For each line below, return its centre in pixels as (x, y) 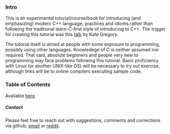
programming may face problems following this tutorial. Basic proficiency (82, 61)
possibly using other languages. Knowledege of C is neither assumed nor (82, 50)
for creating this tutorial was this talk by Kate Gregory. (62, 35)
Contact (14, 108)
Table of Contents (28, 85)
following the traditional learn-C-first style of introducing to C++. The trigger (86, 29)
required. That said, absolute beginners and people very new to (72, 55)
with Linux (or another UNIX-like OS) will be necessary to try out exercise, (83, 66)
